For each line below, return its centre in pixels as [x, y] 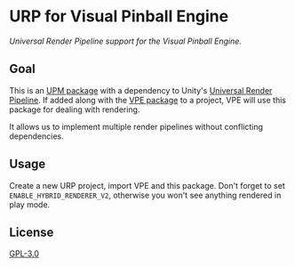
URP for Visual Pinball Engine [119, 16]
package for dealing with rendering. [75, 109]
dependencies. [36, 136]
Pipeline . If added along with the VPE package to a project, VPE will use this [148, 100]
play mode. [30, 204]
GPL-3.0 [24, 254]
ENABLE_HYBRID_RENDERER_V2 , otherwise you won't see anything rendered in [145, 195]
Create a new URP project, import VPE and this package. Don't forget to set [147, 185]
